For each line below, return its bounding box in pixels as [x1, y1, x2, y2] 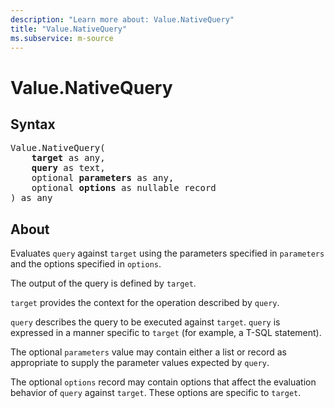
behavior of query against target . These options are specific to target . [10, 387, 302, 399]
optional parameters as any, [31, 172, 175, 184]
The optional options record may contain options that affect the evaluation [10, 376, 317, 388]
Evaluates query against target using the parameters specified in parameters [10, 247, 325, 260]
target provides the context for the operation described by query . [10, 297, 280, 309]
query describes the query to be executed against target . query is [10, 316, 281, 328]
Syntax [10, 116, 56, 133]
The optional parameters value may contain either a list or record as [10, 346, 287, 358]
